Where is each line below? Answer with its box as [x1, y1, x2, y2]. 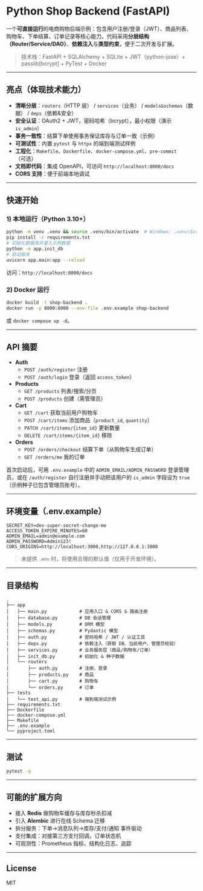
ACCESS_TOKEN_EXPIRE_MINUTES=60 [6, 528, 88, 534]
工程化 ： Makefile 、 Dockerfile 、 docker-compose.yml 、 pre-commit [14, 147, 177, 154]
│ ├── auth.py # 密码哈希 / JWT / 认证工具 [6, 634, 146, 640]
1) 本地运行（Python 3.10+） [6, 215, 89, 224]
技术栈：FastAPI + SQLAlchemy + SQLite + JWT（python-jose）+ [21, 53, 185, 60]
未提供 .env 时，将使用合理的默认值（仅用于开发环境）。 [21, 555, 160, 563]
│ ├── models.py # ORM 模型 [6, 621, 105, 628]
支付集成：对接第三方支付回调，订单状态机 [14, 832, 121, 840]
